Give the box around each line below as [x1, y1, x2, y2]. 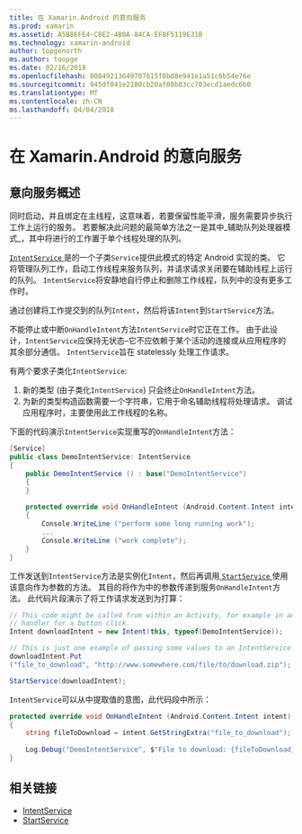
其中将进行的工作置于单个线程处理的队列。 [28, 233, 187, 244]
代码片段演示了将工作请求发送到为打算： [34, 592, 185, 603]
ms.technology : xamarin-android [9, 38, 130, 48]
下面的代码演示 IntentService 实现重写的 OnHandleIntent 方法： [9, 426, 236, 437]
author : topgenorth [9, 47, 83, 56]
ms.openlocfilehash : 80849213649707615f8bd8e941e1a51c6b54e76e [9, 72, 252, 81]
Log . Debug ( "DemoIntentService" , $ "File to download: [25, 745, 227, 755]
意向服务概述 [9, 185, 81, 200]
